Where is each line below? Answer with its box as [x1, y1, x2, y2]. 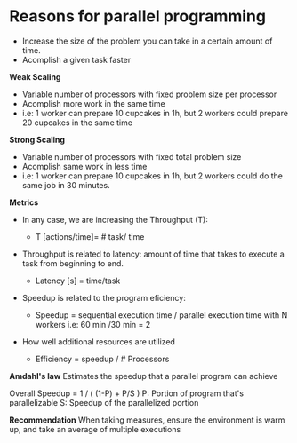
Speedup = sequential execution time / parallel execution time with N [35, 309, 288, 320]
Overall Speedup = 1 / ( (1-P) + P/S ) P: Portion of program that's [9, 388, 245, 399]
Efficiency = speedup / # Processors [35, 353, 170, 364]
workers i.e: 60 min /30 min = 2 [35, 319, 151, 329]
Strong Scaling [9, 134, 65, 145]
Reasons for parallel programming [9, 6, 267, 27]
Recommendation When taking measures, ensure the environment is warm [9, 415, 285, 425]
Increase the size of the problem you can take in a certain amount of [21, 36, 273, 46]
